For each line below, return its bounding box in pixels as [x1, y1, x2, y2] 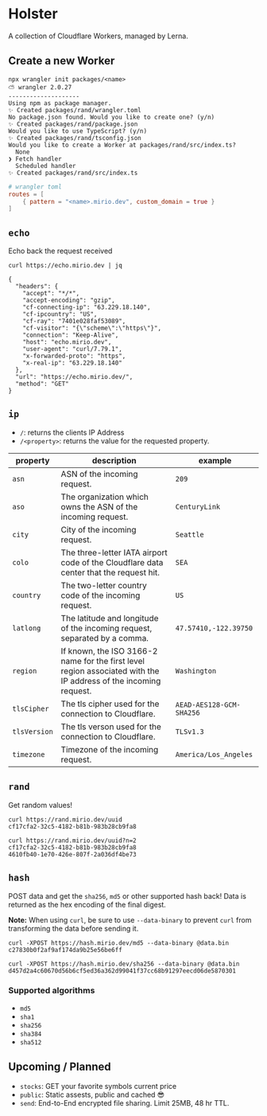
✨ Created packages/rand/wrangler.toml [8, 106, 141, 114]
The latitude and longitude [60, 612, 159, 623]
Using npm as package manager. [8, 99, 112, 107]
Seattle [175, 530, 204, 539]
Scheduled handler [15, 162, 77, 170]
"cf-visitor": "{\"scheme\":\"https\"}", [22, 324, 161, 333]
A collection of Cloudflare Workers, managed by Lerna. [8, 31, 188, 41]
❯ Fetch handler [8, 154, 62, 163]
